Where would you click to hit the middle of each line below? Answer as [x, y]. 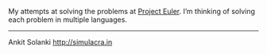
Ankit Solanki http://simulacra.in [60, 42]
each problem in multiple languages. [68, 20]
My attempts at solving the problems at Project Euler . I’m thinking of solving [132, 11]
